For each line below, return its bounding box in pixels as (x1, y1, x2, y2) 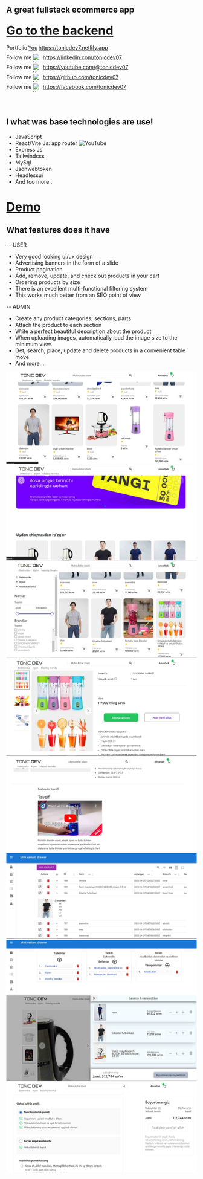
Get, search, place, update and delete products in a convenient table (14, 347, 186, 354)
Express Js (14, 146, 43, 153)
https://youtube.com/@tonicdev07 (42, 63, 129, 71)
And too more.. (14, 178, 53, 185)
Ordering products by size (14, 278, 80, 286)
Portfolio (6, 44, 28, 51)
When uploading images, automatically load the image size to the (14, 334, 178, 341)
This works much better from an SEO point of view (14, 291, 141, 299)
